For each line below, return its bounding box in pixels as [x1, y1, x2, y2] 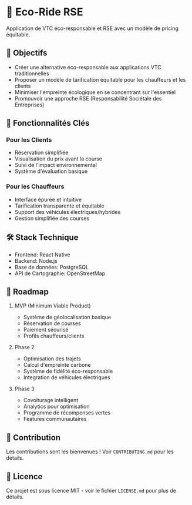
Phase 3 [14, 385, 35, 393]
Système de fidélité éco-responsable [23, 367, 113, 375]
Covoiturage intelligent [23, 397, 79, 404]
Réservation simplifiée [14, 149, 69, 156]
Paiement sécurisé [23, 326, 69, 333]
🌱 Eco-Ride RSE [6, 5, 83, 19]
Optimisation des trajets [23, 355, 81, 362]
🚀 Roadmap [6, 286, 49, 296]
